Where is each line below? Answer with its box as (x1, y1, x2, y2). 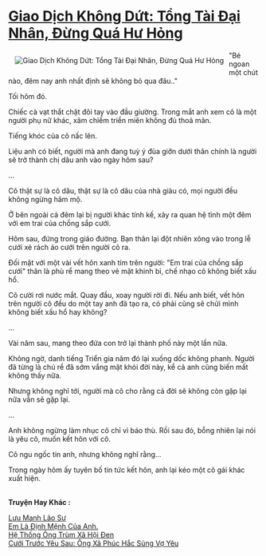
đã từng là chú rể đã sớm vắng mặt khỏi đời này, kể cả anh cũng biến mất (8, 362, 248, 371)
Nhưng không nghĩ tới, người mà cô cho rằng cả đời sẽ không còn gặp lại (8, 386, 247, 395)
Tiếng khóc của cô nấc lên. (8, 131, 98, 141)
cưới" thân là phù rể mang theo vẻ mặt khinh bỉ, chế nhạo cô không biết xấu (8, 266, 257, 276)
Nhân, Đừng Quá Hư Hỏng (8, 24, 183, 42)
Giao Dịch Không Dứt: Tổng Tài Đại (8, 7, 241, 26)
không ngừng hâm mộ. (8, 194, 83, 204)
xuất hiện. (8, 473, 41, 483)
